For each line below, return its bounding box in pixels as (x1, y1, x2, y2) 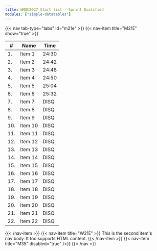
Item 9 (20, 114, 35, 121)
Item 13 (20, 146, 38, 152)
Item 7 (20, 98, 35, 105)
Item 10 (20, 122, 38, 129)
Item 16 (20, 170, 38, 176)
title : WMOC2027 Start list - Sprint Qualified (5, 7, 104, 12)
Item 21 (20, 209, 38, 216)
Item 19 (20, 194, 38, 201)
